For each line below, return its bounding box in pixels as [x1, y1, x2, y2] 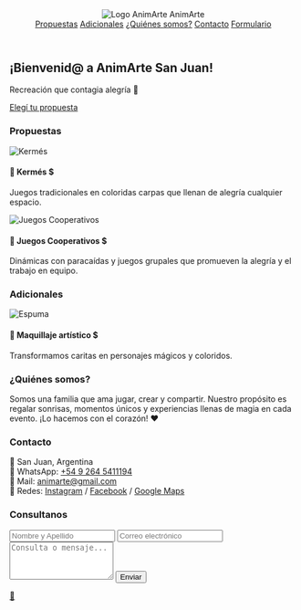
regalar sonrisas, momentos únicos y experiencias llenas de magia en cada [9, 403, 292, 414]
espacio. [9, 196, 42, 207]
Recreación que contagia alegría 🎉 [9, 84, 139, 95]
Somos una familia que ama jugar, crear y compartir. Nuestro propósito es [9, 393, 287, 405]
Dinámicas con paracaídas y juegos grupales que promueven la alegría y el [9, 256, 292, 267]
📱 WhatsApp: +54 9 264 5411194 [9, 466, 132, 478]
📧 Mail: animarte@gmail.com [9, 476, 117, 487]
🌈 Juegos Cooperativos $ [9, 235, 108, 246]
